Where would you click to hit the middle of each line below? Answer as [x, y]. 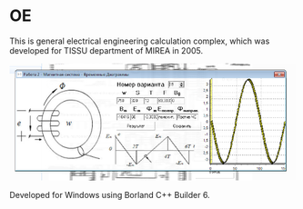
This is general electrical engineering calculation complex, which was [140, 41]
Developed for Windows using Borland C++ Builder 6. [110, 195]
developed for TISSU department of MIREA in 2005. [106, 50]
